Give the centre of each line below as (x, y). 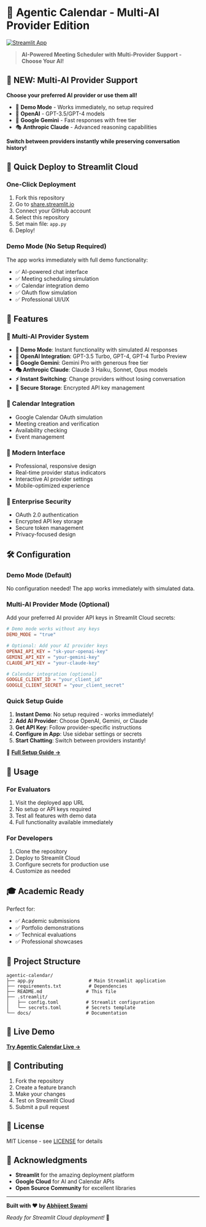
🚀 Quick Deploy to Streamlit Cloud (72, 167)
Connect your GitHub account (53, 211)
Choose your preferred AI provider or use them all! (72, 95)
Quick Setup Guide (35, 701)
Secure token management (49, 528)
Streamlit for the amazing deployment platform (75, 1175)
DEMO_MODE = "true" (31, 635)
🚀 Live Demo (31, 1032)
